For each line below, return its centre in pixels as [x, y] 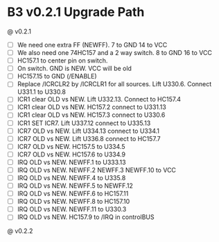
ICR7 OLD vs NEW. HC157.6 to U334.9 [71, 154]
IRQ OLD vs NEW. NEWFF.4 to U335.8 [71, 177]
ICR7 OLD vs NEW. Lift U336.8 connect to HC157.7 [89, 138]
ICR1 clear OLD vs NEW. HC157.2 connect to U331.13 [91, 107]
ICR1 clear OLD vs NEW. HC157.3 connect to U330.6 [91, 115]
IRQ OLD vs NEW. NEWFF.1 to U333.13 [71, 162]
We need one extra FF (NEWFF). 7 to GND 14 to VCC [92, 45]
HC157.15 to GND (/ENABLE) [57, 76]
